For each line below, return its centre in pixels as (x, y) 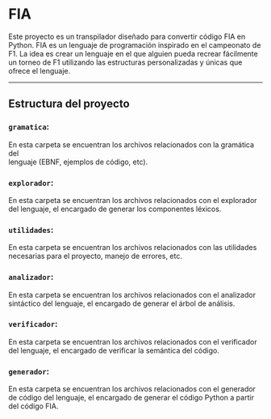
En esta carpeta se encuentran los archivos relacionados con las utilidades (133, 248)
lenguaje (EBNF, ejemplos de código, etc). (78, 162)
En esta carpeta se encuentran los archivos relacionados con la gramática (131, 144)
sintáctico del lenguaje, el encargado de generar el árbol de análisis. (122, 303)
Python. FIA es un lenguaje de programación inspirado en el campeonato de (135, 44)
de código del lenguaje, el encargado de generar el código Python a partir (131, 398)
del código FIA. (33, 406)
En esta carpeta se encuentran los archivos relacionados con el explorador (133, 200)
